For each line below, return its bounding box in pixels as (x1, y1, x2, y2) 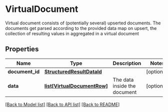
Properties (5, 45, 39, 53)
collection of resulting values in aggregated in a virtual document (5, 30, 139, 36)
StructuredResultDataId (44, 68, 102, 75)
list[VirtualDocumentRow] (44, 82, 108, 89)
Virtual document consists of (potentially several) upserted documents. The (5, 20, 161, 26)
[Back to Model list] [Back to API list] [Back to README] (5, 101, 120, 108)
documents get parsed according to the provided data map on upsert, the (5, 25, 157, 31)
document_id (7, 68, 40, 75)
